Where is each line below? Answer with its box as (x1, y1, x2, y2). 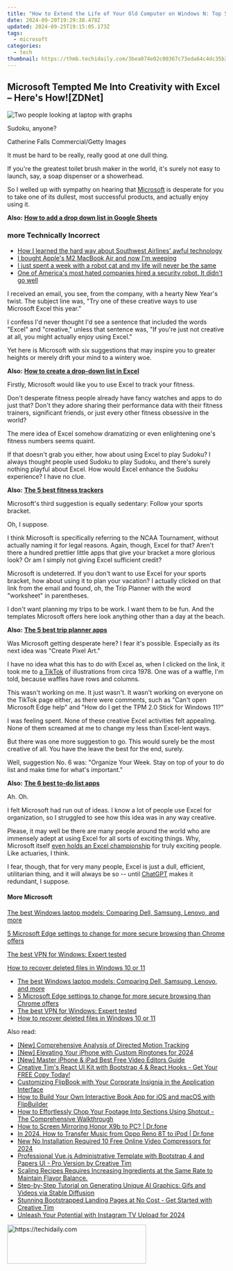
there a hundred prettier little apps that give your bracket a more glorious (7, 548, 216, 557)
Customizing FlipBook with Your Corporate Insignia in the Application (17, 1078, 215, 1086)
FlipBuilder (17, 1100, 49, 1108)
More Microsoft (7, 893, 53, 901)
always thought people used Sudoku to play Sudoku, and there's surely (7, 457, 211, 466)
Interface (17, 1085, 44, 1094)
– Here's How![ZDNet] (7, 92, 104, 104)
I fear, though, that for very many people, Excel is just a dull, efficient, (7, 862, 205, 871)
